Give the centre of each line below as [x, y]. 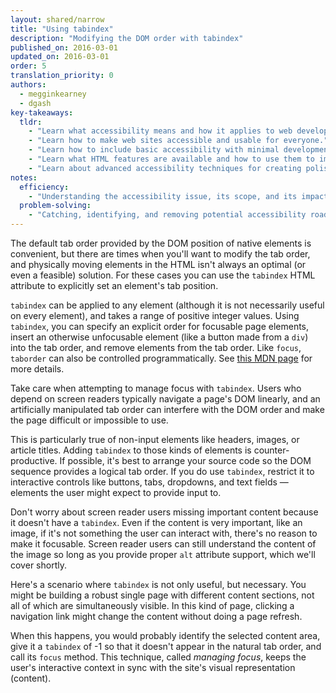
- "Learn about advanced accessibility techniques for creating [165, 168]
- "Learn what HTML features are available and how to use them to [171, 159]
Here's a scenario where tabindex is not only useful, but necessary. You [158, 584]
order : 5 [28, 66]
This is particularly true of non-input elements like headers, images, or [155, 439]
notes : [24, 177]
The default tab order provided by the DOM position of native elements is [161, 243]
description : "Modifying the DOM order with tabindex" [127, 38]
